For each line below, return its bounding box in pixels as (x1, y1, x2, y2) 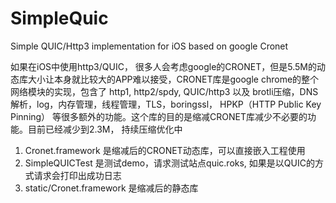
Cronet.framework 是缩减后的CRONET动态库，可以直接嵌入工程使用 (24, 144, 306, 156)
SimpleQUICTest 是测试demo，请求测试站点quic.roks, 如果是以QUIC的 (24, 157, 315, 169)
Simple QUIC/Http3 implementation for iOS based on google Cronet (10, 40, 289, 52)
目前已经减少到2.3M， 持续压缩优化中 (27, 123, 183, 135)
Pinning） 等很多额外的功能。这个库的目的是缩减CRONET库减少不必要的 (10, 110, 308, 122)
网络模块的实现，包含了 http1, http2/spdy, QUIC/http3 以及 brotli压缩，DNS (10, 85, 319, 97)
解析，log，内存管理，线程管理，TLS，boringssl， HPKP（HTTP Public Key (10, 98, 322, 110)
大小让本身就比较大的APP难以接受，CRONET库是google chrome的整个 (27, 73, 320, 85)
